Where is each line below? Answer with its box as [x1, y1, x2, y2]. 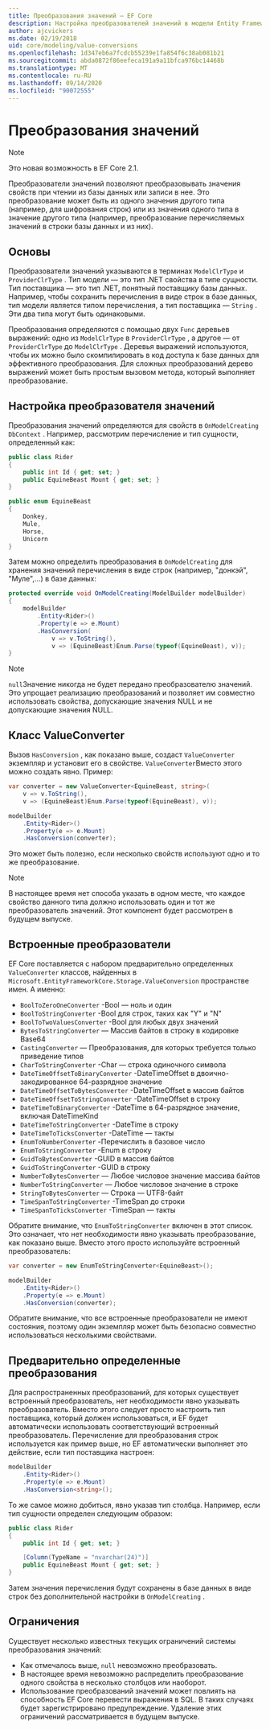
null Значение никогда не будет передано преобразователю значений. [8, 680, 253, 689]
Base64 [19, 1034, 47, 1044]
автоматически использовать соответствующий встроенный [8, 1422, 219, 1431]
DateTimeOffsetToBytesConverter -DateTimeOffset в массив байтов [19, 1086, 245, 1095]
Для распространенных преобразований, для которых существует [8, 1388, 239, 1398]
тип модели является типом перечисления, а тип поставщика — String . [8, 301, 258, 310]
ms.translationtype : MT [8, 64, 88, 72]
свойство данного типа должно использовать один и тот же [8, 897, 215, 907]
